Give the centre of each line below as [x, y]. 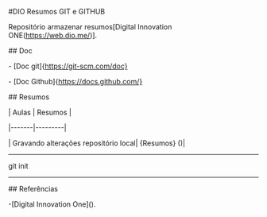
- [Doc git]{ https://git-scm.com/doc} [68, 66]
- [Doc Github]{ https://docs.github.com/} [75, 81]
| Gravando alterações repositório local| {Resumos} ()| [97, 143]
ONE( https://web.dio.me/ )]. [53, 35]
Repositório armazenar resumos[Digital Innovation [90, 27]
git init [19, 166]
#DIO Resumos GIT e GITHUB [57, 12]
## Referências [33, 189]
